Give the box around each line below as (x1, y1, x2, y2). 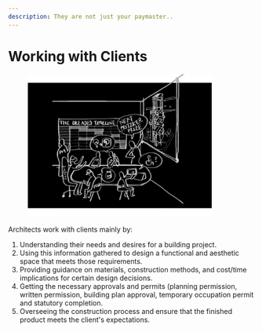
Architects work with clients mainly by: (8, 224, 133, 235)
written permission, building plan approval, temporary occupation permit (19, 290, 254, 300)
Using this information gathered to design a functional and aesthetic (19, 248, 240, 258)
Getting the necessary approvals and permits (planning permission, (19, 282, 238, 291)
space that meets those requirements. (19, 257, 143, 266)
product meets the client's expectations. (19, 315, 151, 325)
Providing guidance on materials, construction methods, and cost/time (19, 265, 247, 275)
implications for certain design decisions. (19, 273, 153, 283)
